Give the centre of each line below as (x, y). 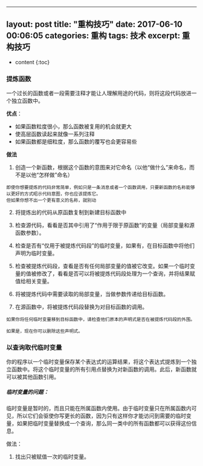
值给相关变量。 (34, 281)
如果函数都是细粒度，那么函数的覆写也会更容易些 (76, 142)
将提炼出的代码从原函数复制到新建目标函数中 (71, 212)
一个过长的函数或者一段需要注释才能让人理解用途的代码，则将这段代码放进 (99, 93)
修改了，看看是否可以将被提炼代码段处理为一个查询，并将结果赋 (115, 274)
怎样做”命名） (56, 175)
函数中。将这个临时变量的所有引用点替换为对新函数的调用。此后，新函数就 (104, 369)
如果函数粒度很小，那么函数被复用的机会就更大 (73, 126)
